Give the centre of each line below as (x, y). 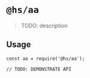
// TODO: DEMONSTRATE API (39, 69)
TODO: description (44, 25)
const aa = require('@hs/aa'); (46, 59)
